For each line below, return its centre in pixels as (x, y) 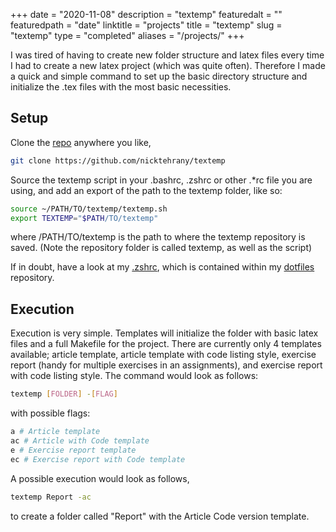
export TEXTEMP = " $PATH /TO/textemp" (84, 218)
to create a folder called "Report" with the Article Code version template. (160, 516)
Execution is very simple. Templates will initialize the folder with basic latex (164, 333)
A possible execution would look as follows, (100, 478)
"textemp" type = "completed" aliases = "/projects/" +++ (127, 35)
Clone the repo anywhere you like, (81, 142)
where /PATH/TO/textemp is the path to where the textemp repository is (158, 237)
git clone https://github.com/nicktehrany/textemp (118, 160)
